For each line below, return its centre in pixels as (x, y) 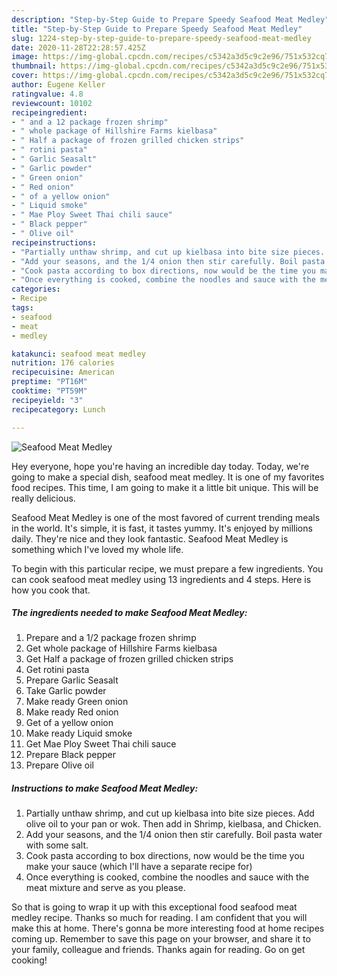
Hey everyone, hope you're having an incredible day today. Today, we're (160, 466)
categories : (36, 289)
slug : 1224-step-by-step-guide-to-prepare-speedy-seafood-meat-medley (161, 38)
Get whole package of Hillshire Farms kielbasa (121, 648)
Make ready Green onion (77, 702)
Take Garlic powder (66, 691)
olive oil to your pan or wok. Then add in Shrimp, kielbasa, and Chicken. (173, 824)
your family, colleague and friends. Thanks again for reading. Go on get (158, 950)
